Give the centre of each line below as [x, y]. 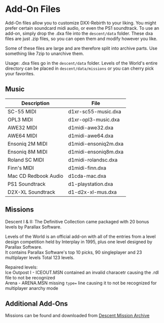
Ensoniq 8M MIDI [28, 152]
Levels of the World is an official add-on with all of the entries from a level [81, 236]
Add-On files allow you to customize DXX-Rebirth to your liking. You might [81, 23]
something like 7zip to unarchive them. [45, 54]
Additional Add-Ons [37, 303]
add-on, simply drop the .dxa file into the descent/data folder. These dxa [79, 33]
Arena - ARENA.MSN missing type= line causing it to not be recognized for [81, 283]
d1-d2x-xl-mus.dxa [92, 192]
